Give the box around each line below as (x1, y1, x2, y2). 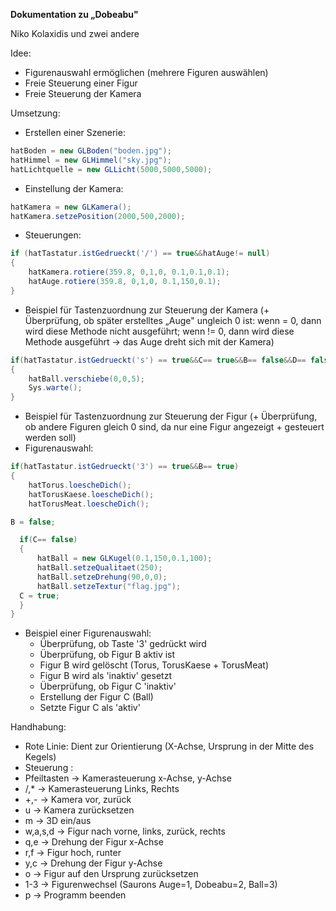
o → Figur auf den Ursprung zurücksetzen (24, 868, 199, 880)
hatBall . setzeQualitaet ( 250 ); (36, 563, 163, 573)
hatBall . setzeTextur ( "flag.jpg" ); (36, 581, 182, 591)
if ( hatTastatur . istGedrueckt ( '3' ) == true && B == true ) (10, 462, 240, 472)
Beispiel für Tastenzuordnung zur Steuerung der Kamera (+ (24, 304, 270, 316)
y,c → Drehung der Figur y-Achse (24, 857, 163, 869)
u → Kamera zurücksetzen (24, 804, 135, 816)
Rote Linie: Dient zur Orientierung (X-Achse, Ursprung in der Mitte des (24, 740, 315, 753)
